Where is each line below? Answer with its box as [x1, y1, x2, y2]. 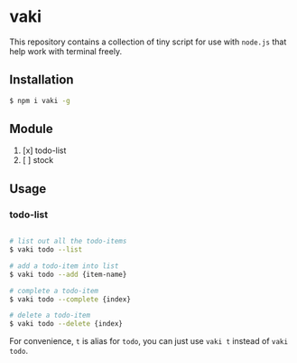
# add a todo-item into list [9, 261, 119, 271]
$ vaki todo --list [9, 245, 83, 254]
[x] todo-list [22, 145, 67, 156]
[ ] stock [22, 155, 54, 166]
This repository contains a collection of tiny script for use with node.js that [9, 36, 287, 47]
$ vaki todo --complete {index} [9, 294, 131, 304]
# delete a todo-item [9, 310, 91, 320]
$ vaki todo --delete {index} [9, 320, 124, 329]
